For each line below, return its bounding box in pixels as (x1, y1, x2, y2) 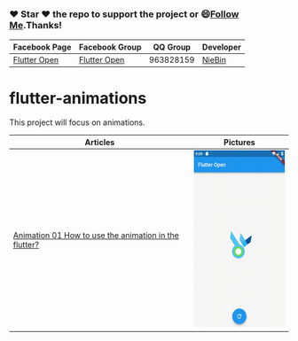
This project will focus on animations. (9, 117, 145, 128)
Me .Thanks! (9, 19, 62, 31)
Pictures (223, 136, 255, 147)
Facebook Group (78, 42, 142, 52)
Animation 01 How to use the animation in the (12, 229, 179, 240)
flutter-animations (9, 88, 147, 108)
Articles (84, 136, 115, 147)
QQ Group (153, 42, 191, 52)
